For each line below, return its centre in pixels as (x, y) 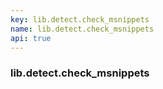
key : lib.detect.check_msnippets (80, 19)
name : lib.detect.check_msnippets (82, 29)
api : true (31, 38)
